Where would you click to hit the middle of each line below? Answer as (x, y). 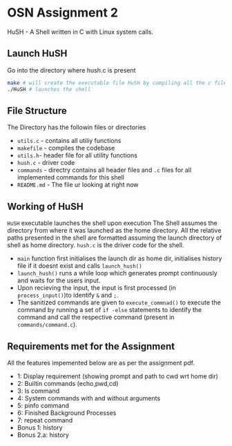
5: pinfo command (43, 405)
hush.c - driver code (46, 163)
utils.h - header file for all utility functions (77, 155)
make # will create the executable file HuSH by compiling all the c (109, 83)
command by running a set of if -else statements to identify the (109, 310)
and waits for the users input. (59, 280)
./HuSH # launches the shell (49, 89)
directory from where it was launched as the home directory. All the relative (114, 231)
